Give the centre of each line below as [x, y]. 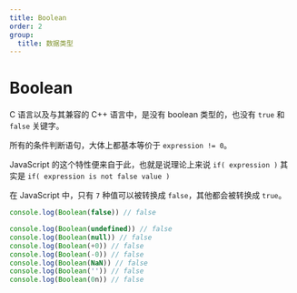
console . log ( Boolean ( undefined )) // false [91, 229]
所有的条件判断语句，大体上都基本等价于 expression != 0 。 [121, 146]
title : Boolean [38, 18]
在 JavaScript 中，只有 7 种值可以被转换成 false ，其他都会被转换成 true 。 [148, 196]
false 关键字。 [37, 126]
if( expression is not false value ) [99, 177]
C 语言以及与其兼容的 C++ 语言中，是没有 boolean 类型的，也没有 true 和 [147, 115]
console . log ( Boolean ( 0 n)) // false [77, 280]
